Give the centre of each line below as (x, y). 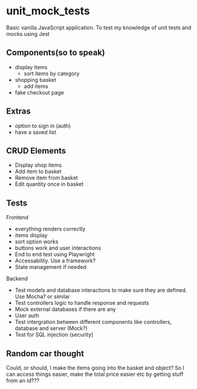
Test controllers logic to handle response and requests (82, 303)
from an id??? (23, 380)
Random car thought (45, 353)
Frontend (17, 218)
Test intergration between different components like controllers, (93, 322)
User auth (27, 316)
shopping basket (36, 79)
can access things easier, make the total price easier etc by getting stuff (95, 374)
